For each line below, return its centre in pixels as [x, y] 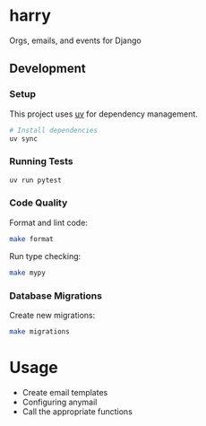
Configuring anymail [60, 402]
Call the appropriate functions [77, 411]
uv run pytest [36, 180]
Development [48, 69]
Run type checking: [45, 256]
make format [31, 239]
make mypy [28, 273]
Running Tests [41, 161]
